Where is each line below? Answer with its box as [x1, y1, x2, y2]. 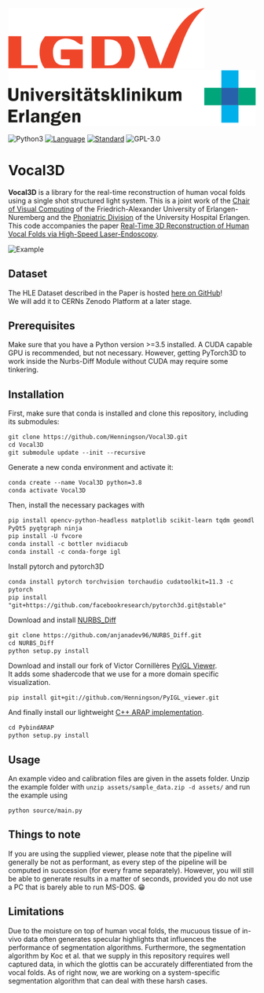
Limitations [8, 905, 64, 918]
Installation [8, 387, 64, 401]
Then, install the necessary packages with [8, 500, 145, 510]
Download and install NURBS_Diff [8, 615, 116, 625]
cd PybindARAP [8, 724, 55, 732]
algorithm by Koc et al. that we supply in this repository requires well [8, 951, 230, 960]
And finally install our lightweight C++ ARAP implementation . [8, 708, 204, 717]
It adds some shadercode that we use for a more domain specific [8, 669, 219, 679]
